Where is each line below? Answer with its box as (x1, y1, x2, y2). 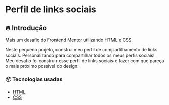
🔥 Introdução (5, 24, 47, 32)
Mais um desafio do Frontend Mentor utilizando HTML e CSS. (5, 37, 133, 43)
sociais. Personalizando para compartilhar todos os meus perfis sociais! (5, 52, 155, 58)
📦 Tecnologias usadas (5, 76, 63, 83)
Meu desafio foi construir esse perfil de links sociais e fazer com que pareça (5, 58, 164, 64)
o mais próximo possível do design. (5, 63, 79, 69)
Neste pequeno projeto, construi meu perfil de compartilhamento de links (5, 47, 158, 52)
